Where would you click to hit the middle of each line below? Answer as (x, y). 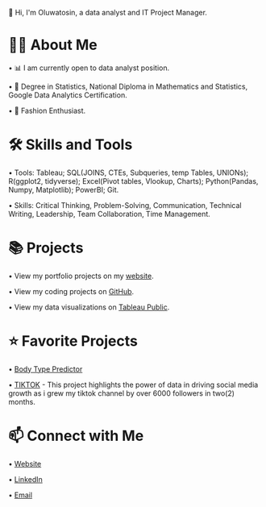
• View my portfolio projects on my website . (81, 276)
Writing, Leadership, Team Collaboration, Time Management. (110, 214)
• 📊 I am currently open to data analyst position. (89, 68)
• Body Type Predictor (46, 369)
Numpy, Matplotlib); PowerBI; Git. (64, 189)
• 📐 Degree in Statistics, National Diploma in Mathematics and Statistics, (128, 86)
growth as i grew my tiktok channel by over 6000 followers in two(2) (122, 393)
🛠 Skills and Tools (71, 145)
